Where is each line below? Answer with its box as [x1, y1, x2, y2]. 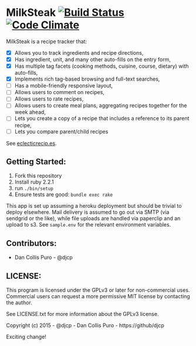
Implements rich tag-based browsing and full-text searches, [14, 75, 160, 82]
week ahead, [14, 109, 46, 116]
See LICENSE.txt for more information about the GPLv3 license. [6, 311, 159, 317]
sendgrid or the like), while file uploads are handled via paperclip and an [6, 215, 181, 222]
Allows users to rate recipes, [14, 95, 84, 102]
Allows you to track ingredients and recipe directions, [14, 49, 144, 56]
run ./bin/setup [14, 185, 54, 192]
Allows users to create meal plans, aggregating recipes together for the [14, 102, 187, 109]
